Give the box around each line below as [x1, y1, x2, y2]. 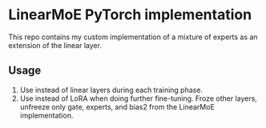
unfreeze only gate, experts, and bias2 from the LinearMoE [19, 102, 215, 111]
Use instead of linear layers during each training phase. [19, 85, 203, 94]
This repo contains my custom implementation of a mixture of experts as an [8, 32, 258, 42]
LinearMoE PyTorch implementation [8, 6, 252, 24]
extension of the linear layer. [8, 40, 103, 50]
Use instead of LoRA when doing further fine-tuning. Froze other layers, [19, 94, 258, 103]
